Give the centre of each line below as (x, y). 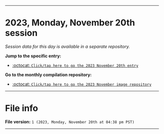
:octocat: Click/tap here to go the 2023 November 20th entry (75, 65)
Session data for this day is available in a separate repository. (68, 46)
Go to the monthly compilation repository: (48, 75)
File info (21, 109)
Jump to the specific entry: (33, 56)
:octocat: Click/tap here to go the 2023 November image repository (82, 84)
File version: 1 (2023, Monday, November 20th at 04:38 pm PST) (70, 121)
